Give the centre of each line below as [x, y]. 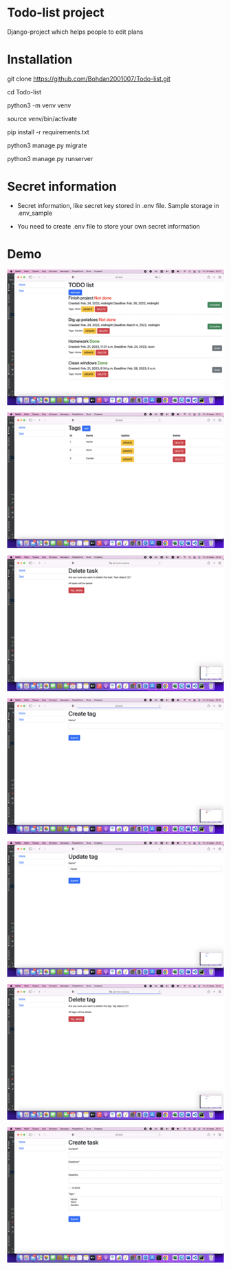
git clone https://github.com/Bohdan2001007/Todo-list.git [89, 79]
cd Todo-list [24, 92]
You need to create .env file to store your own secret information [109, 226]
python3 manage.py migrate [47, 145]
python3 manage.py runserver [50, 158]
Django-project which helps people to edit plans [75, 32]
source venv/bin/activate [42, 118]
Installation [40, 60]
